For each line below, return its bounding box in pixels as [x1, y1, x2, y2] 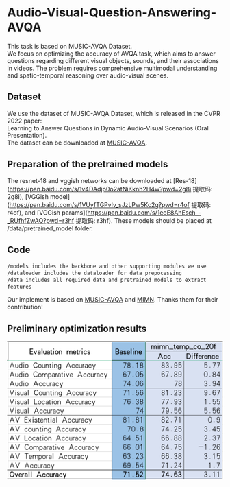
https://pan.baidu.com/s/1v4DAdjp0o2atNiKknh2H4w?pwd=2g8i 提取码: [9, 185, 213, 193]
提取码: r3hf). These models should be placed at [75, 216, 212, 224]
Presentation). [7, 131, 47, 139]
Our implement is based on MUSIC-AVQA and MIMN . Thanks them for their [7, 296, 218, 304]
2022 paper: [7, 117, 42, 125]
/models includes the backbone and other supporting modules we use [7, 263, 207, 270]
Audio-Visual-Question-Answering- [7, 5, 217, 21]
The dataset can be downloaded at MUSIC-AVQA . [7, 139, 147, 147]
